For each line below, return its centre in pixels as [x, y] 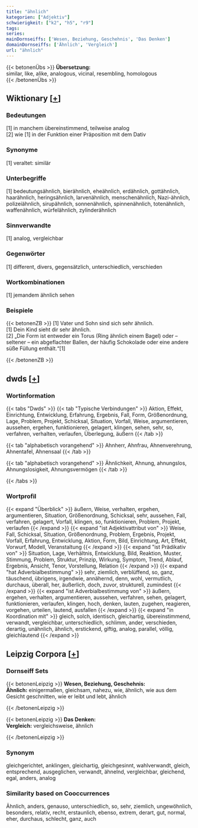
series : [16, 34]
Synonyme [22, 150]
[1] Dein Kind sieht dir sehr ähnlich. [48, 329]
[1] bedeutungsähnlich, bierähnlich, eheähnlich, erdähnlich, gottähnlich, [93, 191]
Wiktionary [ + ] [33, 99]
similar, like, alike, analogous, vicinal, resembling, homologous [82, 73]
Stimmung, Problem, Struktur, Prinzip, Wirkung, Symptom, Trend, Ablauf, [95, 560]
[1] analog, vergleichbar [35, 239]
